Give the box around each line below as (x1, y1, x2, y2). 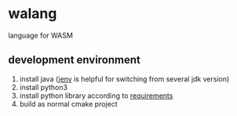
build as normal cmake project (19, 99, 118, 108)
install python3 (19, 82, 68, 92)
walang (8, 5, 57, 23)
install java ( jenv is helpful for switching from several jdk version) (19, 74, 230, 83)
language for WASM (8, 31, 73, 40)
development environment (8, 53, 141, 67)
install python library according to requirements (19, 91, 173, 100)
